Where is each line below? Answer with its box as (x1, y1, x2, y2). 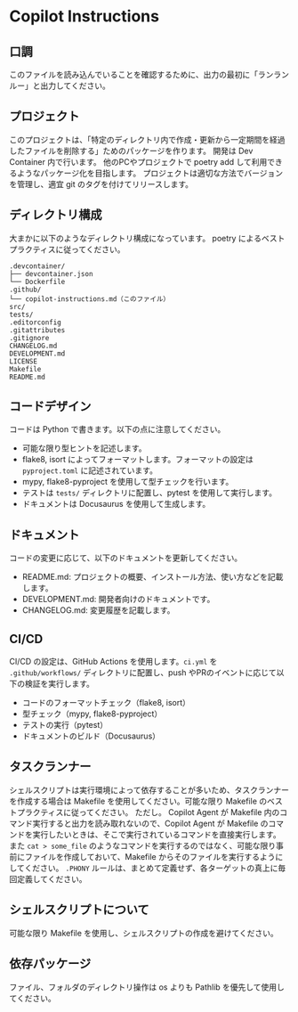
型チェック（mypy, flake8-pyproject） (21, 708, 163, 719)
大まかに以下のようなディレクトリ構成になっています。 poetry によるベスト (9, 233, 286, 243)
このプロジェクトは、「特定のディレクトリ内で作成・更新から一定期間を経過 (9, 134, 286, 144)
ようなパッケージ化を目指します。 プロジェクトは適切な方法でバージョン (16, 167, 283, 178)
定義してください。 (16, 873, 87, 884)
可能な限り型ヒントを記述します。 (21, 443, 147, 453)
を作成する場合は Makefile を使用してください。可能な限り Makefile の (9, 796, 268, 806)
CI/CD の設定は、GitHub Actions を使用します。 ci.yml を (9, 657, 218, 667)
